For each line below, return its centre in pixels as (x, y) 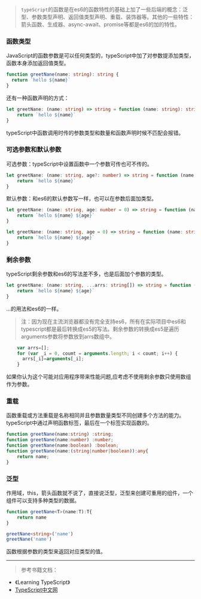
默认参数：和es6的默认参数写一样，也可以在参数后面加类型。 (82, 199)
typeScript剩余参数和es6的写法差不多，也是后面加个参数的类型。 (86, 274)
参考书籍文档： (39, 570)
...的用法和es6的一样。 (34, 309)
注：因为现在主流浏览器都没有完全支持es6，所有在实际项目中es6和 (103, 321)
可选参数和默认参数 (34, 149)
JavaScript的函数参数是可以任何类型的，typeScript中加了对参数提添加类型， (100, 56)
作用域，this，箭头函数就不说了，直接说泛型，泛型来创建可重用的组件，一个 (100, 493)
